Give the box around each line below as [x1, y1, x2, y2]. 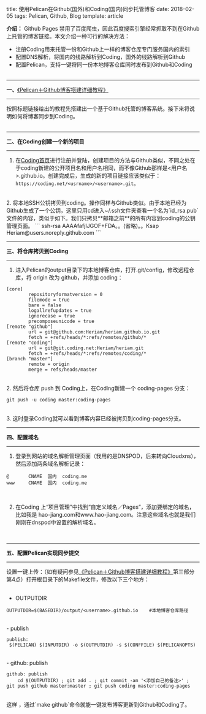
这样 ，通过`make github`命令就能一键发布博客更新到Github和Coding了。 [6, 701, 191, 708]
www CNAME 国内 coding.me [6, 480, 87, 486]
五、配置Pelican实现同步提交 [6, 549, 80, 556]
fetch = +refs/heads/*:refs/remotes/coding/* [28, 351, 147, 357]
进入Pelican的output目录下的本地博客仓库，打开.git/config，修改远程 [15, 266, 189, 273]
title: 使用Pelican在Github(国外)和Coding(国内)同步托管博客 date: [6, 6, 170, 12]
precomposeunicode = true [28, 318, 95, 324]
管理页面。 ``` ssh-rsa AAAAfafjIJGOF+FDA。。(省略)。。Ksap [6, 222, 159, 229]
